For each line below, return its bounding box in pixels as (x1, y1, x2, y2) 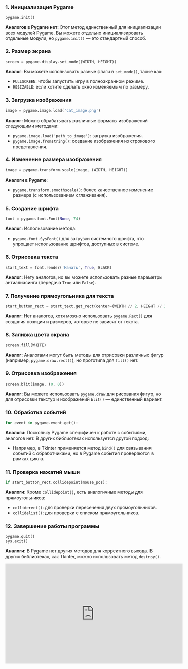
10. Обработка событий (5, 409, 67, 416)
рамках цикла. (12, 455, 45, 461)
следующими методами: (5, 123, 59, 129)
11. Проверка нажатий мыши (5, 468, 80, 475)
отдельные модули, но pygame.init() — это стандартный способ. (5, 35, 147, 41)
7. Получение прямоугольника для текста (5, 292, 114, 299)
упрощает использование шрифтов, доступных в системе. (12, 241, 140, 247)
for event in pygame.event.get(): (5, 420, 79, 425)
